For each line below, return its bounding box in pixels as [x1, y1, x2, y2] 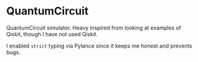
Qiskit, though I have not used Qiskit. [6, 30, 98, 37]
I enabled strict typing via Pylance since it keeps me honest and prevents [6, 42, 193, 49]
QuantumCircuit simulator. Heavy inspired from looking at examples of [6, 24, 182, 31]
